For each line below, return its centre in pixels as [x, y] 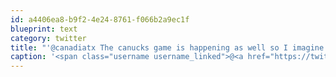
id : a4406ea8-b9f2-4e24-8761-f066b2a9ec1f [100, 19]
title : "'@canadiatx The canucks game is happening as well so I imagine [167, 47]
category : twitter [48, 38]
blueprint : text [44, 29]
